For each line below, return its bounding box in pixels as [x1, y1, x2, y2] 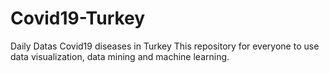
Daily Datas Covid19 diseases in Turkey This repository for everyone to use [10, 40, 320, 52]
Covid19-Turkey [10, 7, 146, 30]
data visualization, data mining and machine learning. [10, 50, 230, 62]
